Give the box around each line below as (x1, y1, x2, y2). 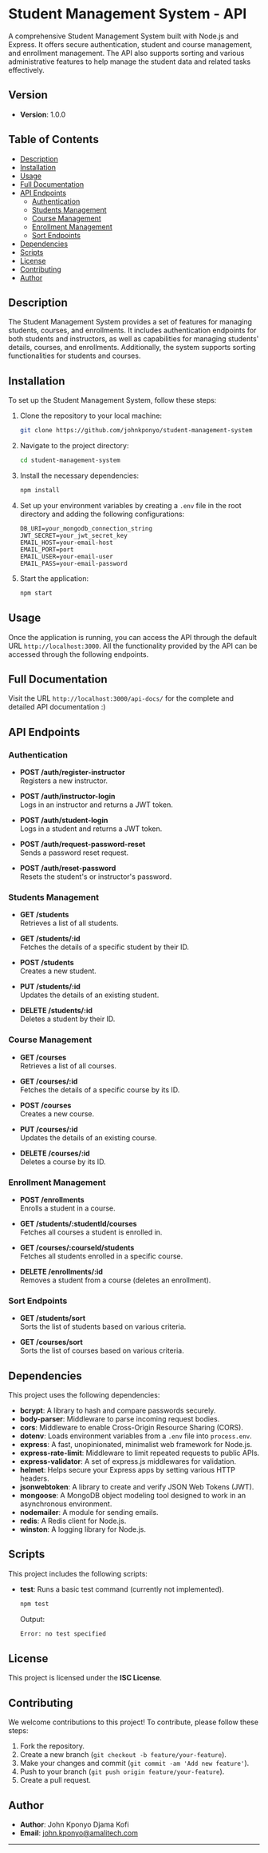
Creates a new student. (19, 966, 97, 976)
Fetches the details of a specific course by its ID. (19, 1084, 180, 1095)
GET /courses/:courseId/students (19, 1243, 135, 1252)
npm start (19, 589, 53, 597)
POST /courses (19, 1100, 72, 1110)
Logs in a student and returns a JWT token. (19, 824, 163, 833)
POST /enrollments (19, 1195, 85, 1204)
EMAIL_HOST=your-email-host (19, 539, 113, 547)
